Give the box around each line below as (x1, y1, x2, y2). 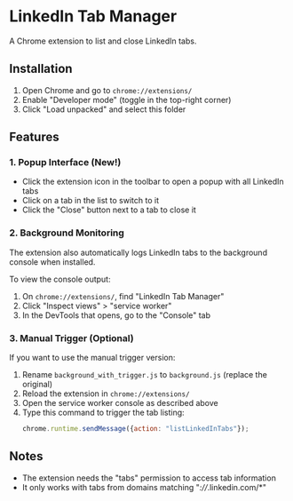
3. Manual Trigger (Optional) (9, 331, 135, 344)
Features (9, 130, 59, 145)
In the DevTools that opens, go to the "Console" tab (21, 309, 211, 321)
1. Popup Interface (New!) (9, 156, 122, 169)
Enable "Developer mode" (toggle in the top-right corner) (21, 94, 232, 105)
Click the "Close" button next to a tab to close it (21, 204, 197, 215)
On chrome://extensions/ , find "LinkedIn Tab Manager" (21, 290, 225, 301)
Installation (9, 61, 73, 76)
